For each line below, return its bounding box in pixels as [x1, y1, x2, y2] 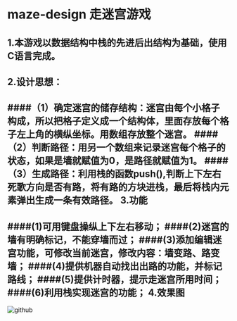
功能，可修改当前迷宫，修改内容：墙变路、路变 [16, 247, 220, 259]
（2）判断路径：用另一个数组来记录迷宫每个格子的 [7, 141, 226, 153]
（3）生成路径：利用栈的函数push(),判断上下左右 [7, 168, 222, 180]
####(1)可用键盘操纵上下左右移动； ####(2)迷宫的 [7, 220, 229, 232]
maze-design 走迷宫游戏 [7, 6, 151, 23]
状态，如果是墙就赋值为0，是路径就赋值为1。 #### [7, 155, 229, 167]
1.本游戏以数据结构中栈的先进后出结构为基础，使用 [7, 37, 227, 49]
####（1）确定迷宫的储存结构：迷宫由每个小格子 [7, 102, 220, 114]
